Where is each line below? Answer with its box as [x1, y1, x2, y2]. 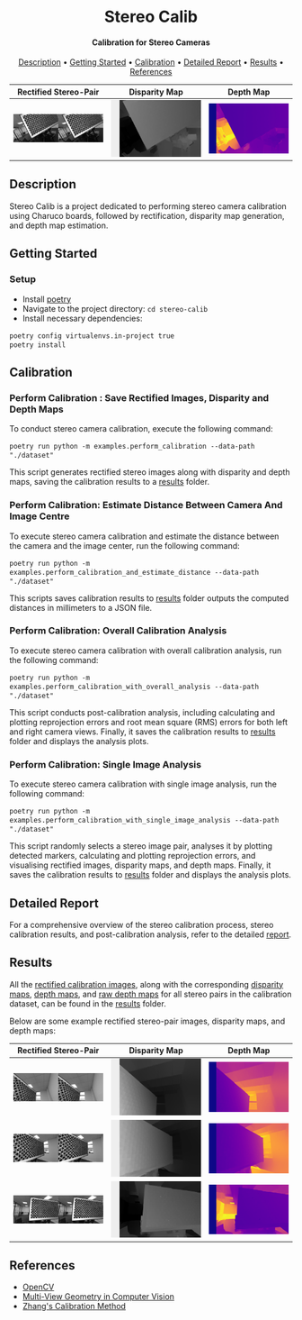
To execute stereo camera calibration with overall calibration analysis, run [9, 645, 282, 656]
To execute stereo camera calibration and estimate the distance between [9, 531, 280, 542]
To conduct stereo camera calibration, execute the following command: [9, 423, 273, 434]
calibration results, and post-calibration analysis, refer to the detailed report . [9, 929, 292, 940]
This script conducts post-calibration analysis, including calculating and [9, 706, 276, 717]
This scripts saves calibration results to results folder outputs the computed [9, 592, 289, 604]
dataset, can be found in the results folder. [9, 997, 166, 1009]
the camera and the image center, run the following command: [9, 540, 240, 551]
